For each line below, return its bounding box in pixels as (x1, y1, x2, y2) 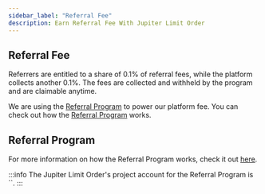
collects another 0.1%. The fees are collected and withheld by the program (8, 78, 253, 87)
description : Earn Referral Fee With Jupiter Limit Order (8, 19, 205, 27)
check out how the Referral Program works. (8, 111, 152, 120)
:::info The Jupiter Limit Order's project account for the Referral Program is (8, 170, 254, 180)
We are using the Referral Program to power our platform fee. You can (8, 102, 239, 111)
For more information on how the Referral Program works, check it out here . (8, 154, 258, 164)
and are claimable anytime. (8, 87, 97, 96)
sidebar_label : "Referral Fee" (8, 11, 113, 20)
